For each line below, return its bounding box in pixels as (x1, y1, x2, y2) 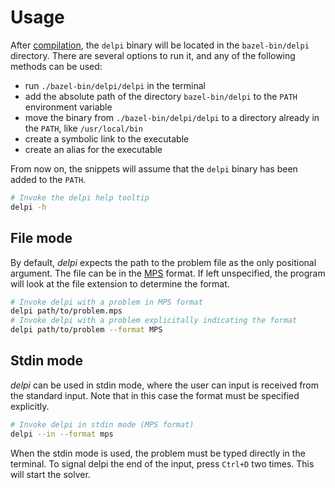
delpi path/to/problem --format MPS (10, 325, 163, 335)
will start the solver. (10, 468, 91, 480)
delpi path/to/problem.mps (10, 306, 123, 316)
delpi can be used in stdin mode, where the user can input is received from (10, 379, 320, 391)
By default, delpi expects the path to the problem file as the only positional (10, 256, 317, 268)
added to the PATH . (10, 173, 87, 185)
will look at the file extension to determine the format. (10, 277, 230, 290)
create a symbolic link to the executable (24, 132, 190, 145)
